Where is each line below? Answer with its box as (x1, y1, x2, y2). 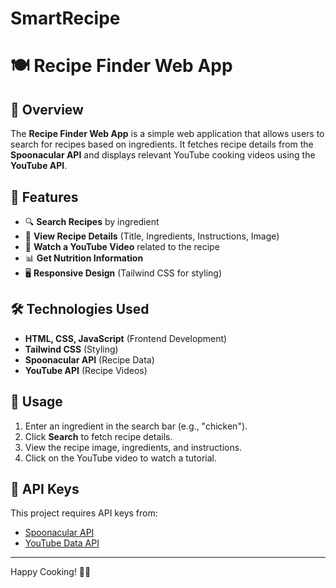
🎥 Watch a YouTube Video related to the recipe (24, 241, 220, 252)
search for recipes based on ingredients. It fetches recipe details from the (10, 138, 314, 151)
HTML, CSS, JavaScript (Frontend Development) (24, 332, 228, 344)
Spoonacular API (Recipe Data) (24, 353, 155, 366)
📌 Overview (10, 101, 84, 118)
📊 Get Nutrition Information (24, 252, 144, 264)
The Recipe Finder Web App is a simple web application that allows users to (10, 128, 325, 140)
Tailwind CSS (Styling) (24, 343, 119, 355)
